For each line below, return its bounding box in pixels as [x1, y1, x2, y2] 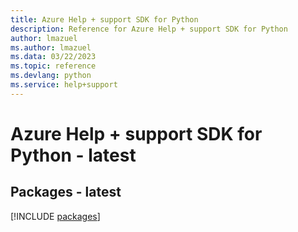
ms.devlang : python [10, 71, 92, 81]
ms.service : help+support [10, 80, 118, 90]
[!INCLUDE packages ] [10, 210, 101, 222]
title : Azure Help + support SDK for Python [10, 14, 199, 25]
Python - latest [10, 144, 137, 166]
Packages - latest [10, 184, 122, 201]
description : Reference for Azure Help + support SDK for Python [10, 24, 288, 34]
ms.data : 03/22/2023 [10, 52, 97, 62]
